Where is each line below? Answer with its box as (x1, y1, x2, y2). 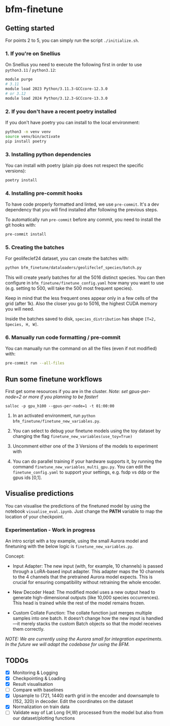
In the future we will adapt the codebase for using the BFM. (5, 641, 130, 648)
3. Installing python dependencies (5, 151, 91, 158)
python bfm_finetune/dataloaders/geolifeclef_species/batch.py (5, 265, 142, 270)
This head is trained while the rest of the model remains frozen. (12, 600, 146, 606)
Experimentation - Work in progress (5, 526, 95, 533)
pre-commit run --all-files (5, 360, 65, 366)
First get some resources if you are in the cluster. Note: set (5, 388, 128, 395)
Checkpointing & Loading (12, 676, 66, 682)
